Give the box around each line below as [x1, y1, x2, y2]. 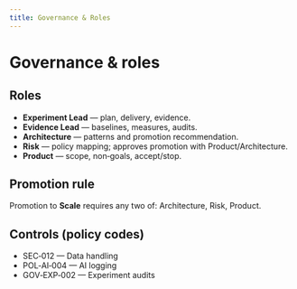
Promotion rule [9, 177, 95, 192]
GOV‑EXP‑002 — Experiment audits [22, 270, 155, 281]
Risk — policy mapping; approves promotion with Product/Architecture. [22, 141, 289, 152]
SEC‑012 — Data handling [22, 250, 119, 262]
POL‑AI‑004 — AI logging [22, 260, 117, 271]
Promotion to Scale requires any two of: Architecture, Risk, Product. [9, 200, 262, 211]
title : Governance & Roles [9, 13, 111, 23]
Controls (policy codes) [9, 227, 144, 242]
